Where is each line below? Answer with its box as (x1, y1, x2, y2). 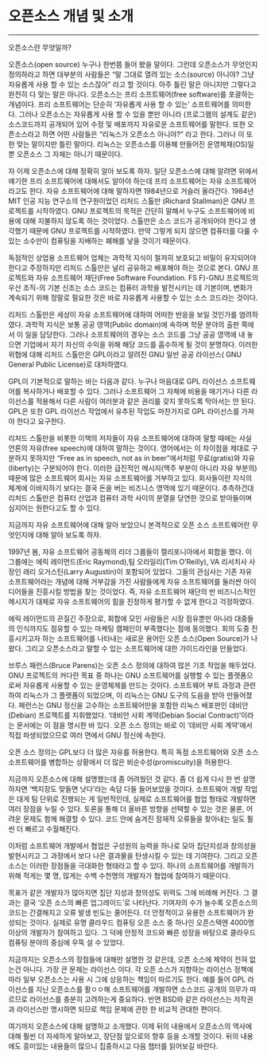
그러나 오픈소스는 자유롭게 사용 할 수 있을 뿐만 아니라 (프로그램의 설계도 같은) (18, 109, 257, 119)
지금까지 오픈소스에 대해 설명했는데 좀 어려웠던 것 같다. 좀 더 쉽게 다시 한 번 (8, 774, 241, 784)
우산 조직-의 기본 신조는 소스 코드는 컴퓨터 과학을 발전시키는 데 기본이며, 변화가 (8, 282, 253, 292)
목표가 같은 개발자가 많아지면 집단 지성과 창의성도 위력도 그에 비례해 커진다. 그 (8, 887, 250, 897)
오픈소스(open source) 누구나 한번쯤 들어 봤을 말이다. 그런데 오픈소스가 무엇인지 (8, 59, 258, 69)
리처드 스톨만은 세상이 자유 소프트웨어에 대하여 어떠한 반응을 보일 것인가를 (8, 309, 238, 319)
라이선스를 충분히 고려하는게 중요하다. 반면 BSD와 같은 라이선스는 (29, 994, 233, 1004)
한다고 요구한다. (16, 416, 66, 426)
